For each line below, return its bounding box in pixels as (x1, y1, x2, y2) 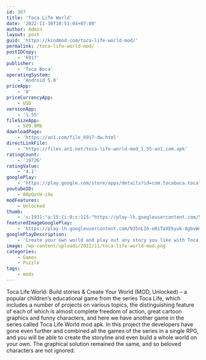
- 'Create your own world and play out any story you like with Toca (17, 237, 199, 243)
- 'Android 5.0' (17, 77, 59, 83)
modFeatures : (6, 197, 40, 203)
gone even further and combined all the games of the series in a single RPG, (6, 327, 199, 334)
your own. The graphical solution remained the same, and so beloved (6, 340, 181, 347)
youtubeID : (6, 186, 34, 192)
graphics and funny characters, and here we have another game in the (6, 314, 185, 321)
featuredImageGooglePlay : (6, 220, 72, 226)
